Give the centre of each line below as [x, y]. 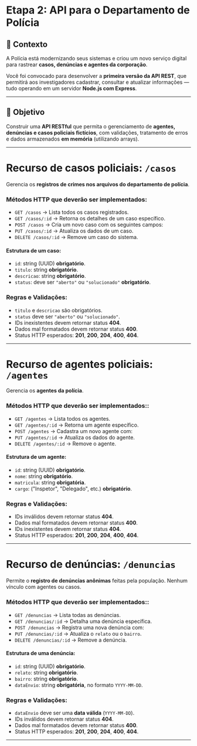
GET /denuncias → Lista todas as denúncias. [68, 615]
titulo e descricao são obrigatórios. [58, 310]
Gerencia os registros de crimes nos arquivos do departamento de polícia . [98, 184]
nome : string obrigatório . [44, 476]
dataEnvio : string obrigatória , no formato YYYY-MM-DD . [79, 685]
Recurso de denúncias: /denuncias [91, 565]
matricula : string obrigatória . [50, 482]
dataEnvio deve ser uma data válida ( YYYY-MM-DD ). [74, 713]
